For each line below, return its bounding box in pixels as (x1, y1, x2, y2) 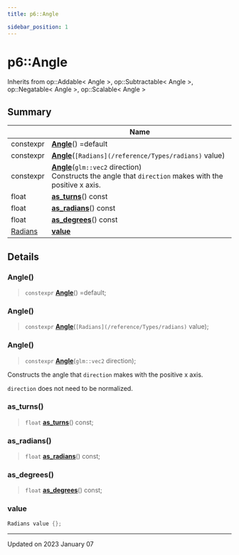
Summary (7, 106, 52, 118)
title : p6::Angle (7, 10, 59, 18)
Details (7, 250, 39, 263)
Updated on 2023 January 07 (7, 539, 94, 548)
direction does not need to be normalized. (7, 384, 133, 392)
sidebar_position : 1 (7, 23, 69, 31)
